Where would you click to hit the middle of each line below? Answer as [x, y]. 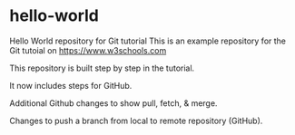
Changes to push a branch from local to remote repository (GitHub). [136, 121]
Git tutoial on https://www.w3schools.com [88, 50]
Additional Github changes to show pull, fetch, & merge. [113, 103]
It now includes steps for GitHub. [71, 85]
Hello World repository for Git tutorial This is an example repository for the [148, 41]
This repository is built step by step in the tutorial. [102, 68]
